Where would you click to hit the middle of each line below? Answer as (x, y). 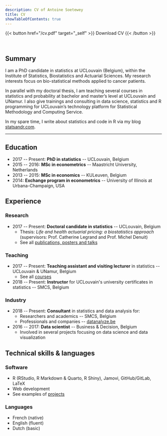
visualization (33, 337)
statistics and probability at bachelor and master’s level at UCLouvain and (80, 96)
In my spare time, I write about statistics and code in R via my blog (73, 122)
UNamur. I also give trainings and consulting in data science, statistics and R (83, 101)
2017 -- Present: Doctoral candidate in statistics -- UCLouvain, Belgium (86, 226)
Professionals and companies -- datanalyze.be (68, 321)
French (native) (28, 418)
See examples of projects (39, 394)
